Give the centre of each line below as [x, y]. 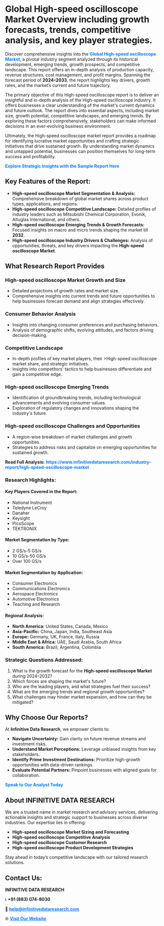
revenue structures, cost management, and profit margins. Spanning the [78, 75]
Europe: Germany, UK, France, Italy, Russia [56, 637]
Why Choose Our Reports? [47, 717]
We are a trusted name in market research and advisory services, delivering [82, 812]
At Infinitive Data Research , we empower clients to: [58, 729]
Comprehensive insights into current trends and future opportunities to [83, 296]
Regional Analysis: [24, 616]
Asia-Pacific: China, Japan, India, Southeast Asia [62, 632]
